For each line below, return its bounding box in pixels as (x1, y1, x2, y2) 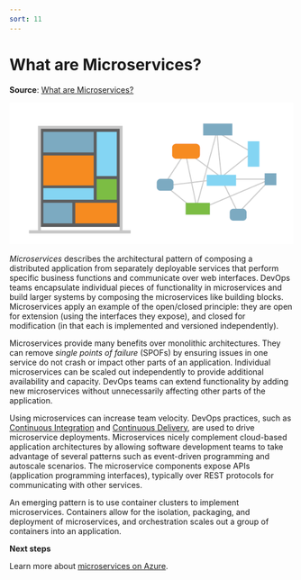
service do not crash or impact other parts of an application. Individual (9, 357, 271, 367)
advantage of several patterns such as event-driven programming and (9, 450, 270, 461)
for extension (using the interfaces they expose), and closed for (9, 311, 246, 322)
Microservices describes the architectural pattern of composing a (9, 253, 253, 264)
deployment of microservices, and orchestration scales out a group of (9, 516, 269, 527)
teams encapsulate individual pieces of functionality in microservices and (9, 282, 282, 293)
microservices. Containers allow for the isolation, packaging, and (9, 506, 251, 517)
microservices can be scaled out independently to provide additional (9, 366, 264, 377)
